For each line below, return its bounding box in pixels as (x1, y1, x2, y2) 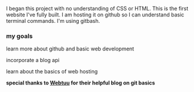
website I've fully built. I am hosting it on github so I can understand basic (6, 11, 185, 18)
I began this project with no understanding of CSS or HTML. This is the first (6, 5, 189, 12)
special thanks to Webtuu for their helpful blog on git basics (6, 79, 155, 87)
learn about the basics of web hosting (6, 68, 98, 75)
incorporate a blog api (6, 57, 60, 64)
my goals (6, 32, 33, 40)
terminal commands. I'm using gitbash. (6, 18, 101, 24)
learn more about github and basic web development (6, 45, 134, 52)
